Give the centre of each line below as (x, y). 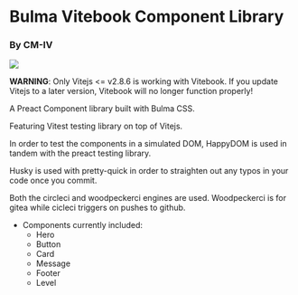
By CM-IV (31, 45)
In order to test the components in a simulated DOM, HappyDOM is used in (148, 144)
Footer (48, 273)
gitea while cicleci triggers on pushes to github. (98, 208)
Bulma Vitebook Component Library (147, 17)
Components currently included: (82, 225)
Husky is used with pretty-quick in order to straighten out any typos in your (149, 171)
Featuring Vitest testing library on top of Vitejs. (96, 126)
